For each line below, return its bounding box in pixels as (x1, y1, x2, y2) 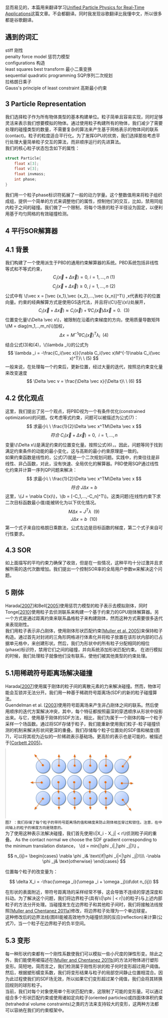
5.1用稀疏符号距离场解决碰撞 (5, 669, 92, 677)
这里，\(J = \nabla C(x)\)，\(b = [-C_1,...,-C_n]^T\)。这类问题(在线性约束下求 (5, 493, 161, 499)
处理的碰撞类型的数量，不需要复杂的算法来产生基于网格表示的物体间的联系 (5, 126, 158, 132)
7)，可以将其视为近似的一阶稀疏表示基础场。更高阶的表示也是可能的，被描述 (5, 733, 163, 739)
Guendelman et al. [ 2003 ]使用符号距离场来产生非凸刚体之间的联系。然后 (5, 702, 154, 708)
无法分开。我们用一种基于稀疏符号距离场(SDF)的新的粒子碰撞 (26, 689, 153, 695)
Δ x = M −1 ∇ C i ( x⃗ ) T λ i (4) (59, 331, 109, 339)
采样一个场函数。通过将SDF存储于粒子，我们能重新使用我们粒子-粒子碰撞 (5, 720, 156, 726)
